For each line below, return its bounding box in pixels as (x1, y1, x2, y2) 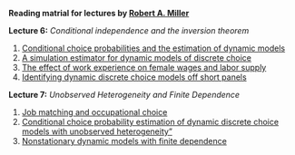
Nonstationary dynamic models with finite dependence (21, 136, 228, 146)
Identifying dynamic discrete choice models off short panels (21, 72, 247, 82)
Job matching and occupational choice (21, 107, 168, 117)
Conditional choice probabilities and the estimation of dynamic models (21, 43, 286, 53)
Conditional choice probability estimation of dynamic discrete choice (21, 117, 279, 127)
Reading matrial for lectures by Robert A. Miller (8, 8, 190, 18)
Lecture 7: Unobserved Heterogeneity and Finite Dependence (8, 90, 241, 100)
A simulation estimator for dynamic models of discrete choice (21, 53, 251, 63)
